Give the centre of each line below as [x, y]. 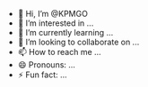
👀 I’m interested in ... [56, 23]
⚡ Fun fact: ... [42, 75]
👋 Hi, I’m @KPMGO [52, 14]
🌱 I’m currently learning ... [65, 32]
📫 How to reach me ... [59, 52]
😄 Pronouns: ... [47, 65]
